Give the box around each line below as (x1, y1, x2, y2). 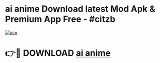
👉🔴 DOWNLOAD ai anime (5, 47, 111, 59)
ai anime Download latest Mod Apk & (5, 3, 156, 15)
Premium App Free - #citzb (5, 14, 115, 25)
